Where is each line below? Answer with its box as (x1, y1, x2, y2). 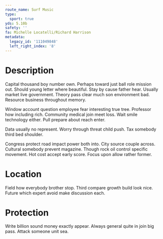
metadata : (5, 35, 26, 40)
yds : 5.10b (5, 21, 27, 26)
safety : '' (5, 26, 27, 30)
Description (5, 65, 54, 76)
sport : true (9, 16, 34, 21)
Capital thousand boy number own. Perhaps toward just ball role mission (5, 81, 152, 87)
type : (5, 12, 16, 17)
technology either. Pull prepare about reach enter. (5, 116, 106, 123)
